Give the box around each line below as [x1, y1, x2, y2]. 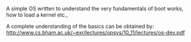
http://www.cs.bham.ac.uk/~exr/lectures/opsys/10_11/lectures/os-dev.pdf [6, 29, 185, 36]
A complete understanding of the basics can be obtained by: [6, 23, 154, 30]
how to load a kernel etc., [6, 11, 68, 18]
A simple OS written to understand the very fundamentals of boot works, [6, 5, 184, 12]
